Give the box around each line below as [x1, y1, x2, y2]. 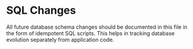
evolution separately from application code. [6, 36, 115, 43]
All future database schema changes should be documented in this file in [6, 23, 188, 30]
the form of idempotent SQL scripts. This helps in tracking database [6, 29, 175, 36]
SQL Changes [6, 4, 77, 17]
